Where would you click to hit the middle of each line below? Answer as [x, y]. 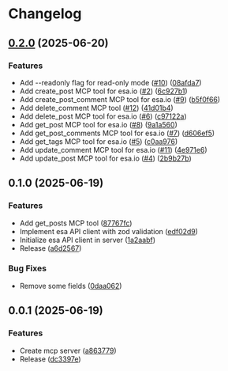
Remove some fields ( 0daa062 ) [71, 286]
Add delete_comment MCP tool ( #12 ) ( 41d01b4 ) [96, 108]
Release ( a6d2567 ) [50, 248]
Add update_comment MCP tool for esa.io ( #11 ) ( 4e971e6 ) [113, 150]
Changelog [45, 14]
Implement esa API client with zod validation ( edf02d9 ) [109, 231]
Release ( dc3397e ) [50, 359]
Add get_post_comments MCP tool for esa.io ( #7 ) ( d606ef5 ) [117, 133]
